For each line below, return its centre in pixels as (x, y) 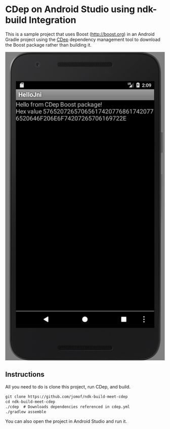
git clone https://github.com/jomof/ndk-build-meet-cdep (67, 397)
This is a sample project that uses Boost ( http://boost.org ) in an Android (80, 34)
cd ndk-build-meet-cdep (30, 402)
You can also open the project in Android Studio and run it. (66, 421)
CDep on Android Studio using (70, 9)
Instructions (25, 375)
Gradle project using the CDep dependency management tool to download (83, 40)
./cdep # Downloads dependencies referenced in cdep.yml (68, 407)
